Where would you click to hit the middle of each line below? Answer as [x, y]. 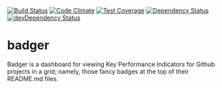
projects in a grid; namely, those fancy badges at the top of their [98, 71]
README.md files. [33, 78]
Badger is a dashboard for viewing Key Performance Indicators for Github [111, 64]
